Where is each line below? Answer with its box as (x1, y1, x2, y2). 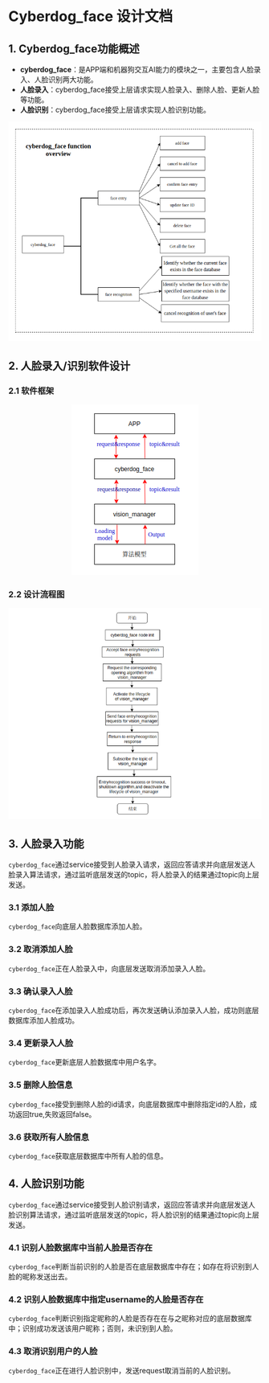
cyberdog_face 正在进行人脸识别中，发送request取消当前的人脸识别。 (8, 1365, 235, 1375)
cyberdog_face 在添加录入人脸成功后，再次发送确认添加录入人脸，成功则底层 (8, 1006, 259, 1016)
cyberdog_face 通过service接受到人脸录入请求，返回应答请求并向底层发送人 (8, 860, 255, 869)
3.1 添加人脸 (8, 902, 55, 913)
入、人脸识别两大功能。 (19, 75, 98, 84)
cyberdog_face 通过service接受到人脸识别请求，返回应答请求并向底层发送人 (8, 1200, 255, 1209)
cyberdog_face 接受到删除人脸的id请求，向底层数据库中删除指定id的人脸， (8, 1099, 251, 1109)
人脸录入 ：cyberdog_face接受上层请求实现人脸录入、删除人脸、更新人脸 (19, 85, 260, 94)
